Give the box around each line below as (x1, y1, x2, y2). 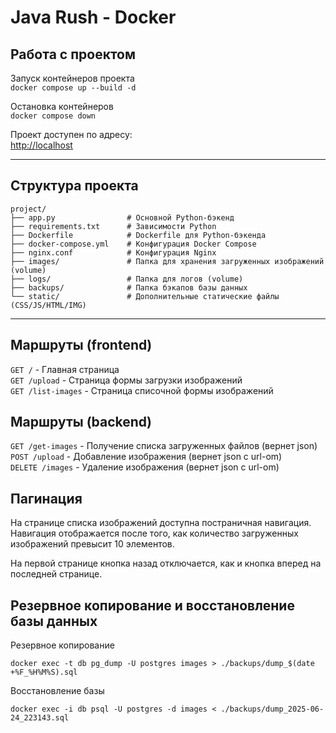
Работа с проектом (10, 46, 137, 63)
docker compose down (10, 111, 97, 121)
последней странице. (10, 568, 103, 580)
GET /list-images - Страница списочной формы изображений (10, 384, 274, 396)
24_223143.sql (10, 713, 70, 723)
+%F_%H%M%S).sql (10, 667, 78, 678)
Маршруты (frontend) (10, 337, 153, 354)
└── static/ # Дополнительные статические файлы (10, 291, 280, 301)
